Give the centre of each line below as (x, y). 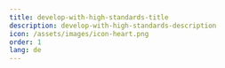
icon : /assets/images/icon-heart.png (79, 34)
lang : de (25, 50)
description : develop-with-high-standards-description (113, 26)
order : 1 (25, 42)
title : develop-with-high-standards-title (89, 17)
